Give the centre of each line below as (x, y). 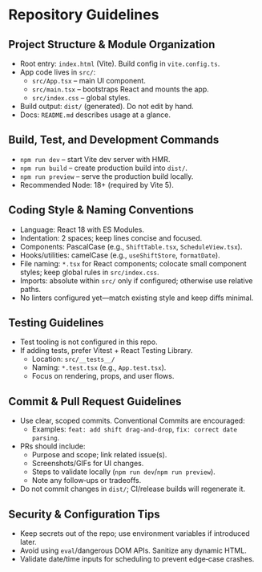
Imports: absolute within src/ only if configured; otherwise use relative (136, 280)
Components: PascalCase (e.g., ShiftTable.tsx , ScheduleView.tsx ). (131, 246)
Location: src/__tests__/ (73, 359)
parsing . (46, 438)
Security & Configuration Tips (84, 514)
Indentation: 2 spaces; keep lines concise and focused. (111, 237)
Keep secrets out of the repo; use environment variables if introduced (135, 533)
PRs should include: (52, 446)
